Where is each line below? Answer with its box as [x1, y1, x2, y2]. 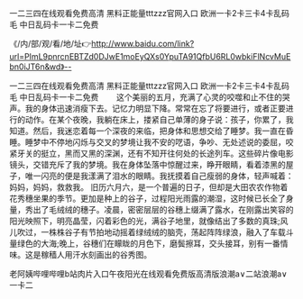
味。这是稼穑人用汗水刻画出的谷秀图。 [9, 249, 151, 259]
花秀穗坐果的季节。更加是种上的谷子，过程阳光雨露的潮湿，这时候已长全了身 [9, 193, 294, 204]
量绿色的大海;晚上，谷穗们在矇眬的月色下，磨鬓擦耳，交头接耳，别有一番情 [9, 238, 289, 249]
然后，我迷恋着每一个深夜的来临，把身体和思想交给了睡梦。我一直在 [32, 125, 286, 136]
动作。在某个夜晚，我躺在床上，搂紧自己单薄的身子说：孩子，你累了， [24, 114, 286, 124]
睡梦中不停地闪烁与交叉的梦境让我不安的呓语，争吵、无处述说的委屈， [24, 137, 286, 147]
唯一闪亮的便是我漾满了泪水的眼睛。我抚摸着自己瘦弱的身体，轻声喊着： [24, 170, 294, 181]
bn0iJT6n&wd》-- [9, 61, 72, 72]
